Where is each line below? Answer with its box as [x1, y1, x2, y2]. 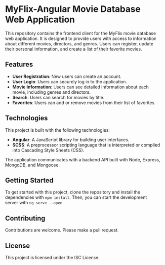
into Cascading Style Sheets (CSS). [12, 147, 84, 153]
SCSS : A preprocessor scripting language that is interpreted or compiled [12, 142, 160, 148]
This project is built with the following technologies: [5, 127, 110, 133]
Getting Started [5, 176, 54, 185]
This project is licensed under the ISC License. [5, 255, 100, 260]
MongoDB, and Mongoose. [5, 162, 60, 168]
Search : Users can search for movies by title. [12, 94, 105, 100]
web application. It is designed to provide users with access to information [5, 36, 157, 41]
